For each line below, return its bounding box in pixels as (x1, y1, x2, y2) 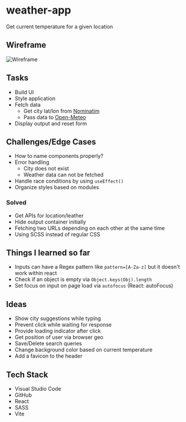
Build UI (14, 88, 34, 95)
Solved (6, 199, 26, 207)
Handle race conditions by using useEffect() (14, 177, 124, 184)
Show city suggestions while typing (14, 315, 101, 322)
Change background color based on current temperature (14, 346, 153, 354)
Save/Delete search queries (14, 340, 82, 347)
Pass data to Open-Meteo (23, 113, 87, 121)
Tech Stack (6, 370, 48, 380)
